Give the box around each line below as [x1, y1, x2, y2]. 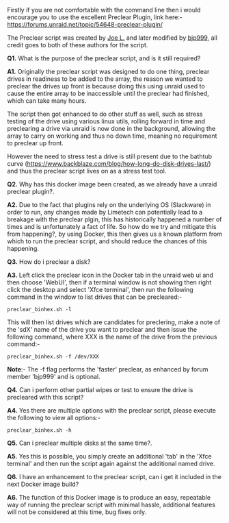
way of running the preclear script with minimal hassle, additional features [7, 500, 215, 509]
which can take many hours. [7, 97, 87, 105]
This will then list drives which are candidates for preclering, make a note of [7, 318, 221, 326]
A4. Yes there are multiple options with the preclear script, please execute [7, 406, 217, 414]
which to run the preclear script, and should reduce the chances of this [7, 237, 207, 245]
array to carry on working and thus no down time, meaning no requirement [7, 132, 217, 140]
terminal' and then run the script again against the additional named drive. [7, 459, 215, 467]
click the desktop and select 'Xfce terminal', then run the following [7, 286, 193, 293]
